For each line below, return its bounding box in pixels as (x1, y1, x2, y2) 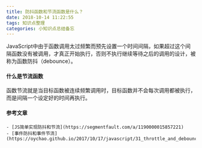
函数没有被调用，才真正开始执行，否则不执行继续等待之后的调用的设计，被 (11, 50, 196, 58)
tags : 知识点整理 (6, 20, 45, 26)
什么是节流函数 (6, 73, 43, 80)
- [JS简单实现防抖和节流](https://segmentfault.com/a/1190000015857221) (6, 124, 185, 130)
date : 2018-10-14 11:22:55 (6, 14, 74, 20)
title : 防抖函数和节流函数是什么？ (6, 8, 84, 15)
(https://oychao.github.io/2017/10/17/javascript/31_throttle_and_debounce (6, 135, 200, 141)
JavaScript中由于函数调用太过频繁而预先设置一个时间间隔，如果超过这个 (6, 43, 186, 50)
